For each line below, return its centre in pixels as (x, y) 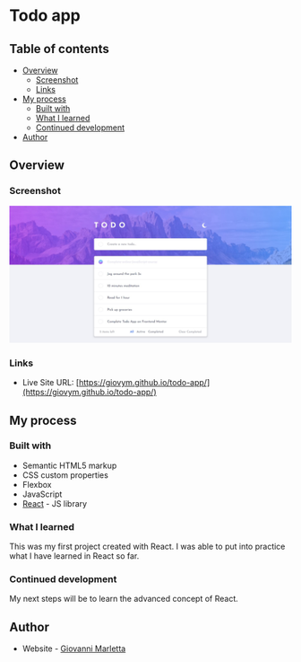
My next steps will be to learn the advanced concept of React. (124, 599)
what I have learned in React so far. (74, 556)
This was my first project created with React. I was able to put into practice (147, 547)
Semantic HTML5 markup (69, 465)
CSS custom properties (65, 475)
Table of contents (59, 49)
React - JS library (55, 503)
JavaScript (42, 494)
